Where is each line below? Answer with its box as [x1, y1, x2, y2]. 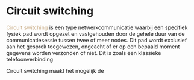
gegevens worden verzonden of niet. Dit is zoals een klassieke [6, 49, 161, 56]
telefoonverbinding [6, 56, 54, 63]
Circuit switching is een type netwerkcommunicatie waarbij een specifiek [6, 24, 188, 31]
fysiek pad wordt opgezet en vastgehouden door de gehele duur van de [6, 30, 185, 37]
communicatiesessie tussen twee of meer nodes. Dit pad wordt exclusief [6, 36, 187, 44]
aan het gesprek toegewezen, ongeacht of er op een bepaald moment [6, 43, 180, 50]
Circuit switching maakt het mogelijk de [6, 67, 104, 74]
